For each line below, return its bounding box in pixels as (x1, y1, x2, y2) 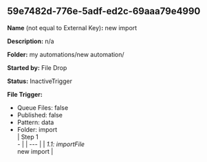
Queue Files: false (17, 103, 69, 112)
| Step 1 (17, 132, 39, 141)
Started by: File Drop (7, 63, 67, 71)
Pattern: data (17, 118, 54, 126)
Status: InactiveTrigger (7, 77, 72, 85)
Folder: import (17, 125, 57, 133)
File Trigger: (7, 90, 43, 98)
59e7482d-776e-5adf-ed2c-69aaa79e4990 (7, 5, 201, 17)
